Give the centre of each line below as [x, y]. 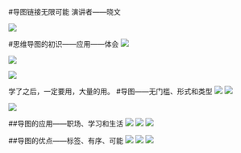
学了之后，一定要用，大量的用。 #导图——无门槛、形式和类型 [110, 91]
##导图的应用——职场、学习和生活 [66, 124]
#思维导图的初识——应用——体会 [64, 44]
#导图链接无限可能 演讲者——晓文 [64, 12]
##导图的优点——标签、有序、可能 [66, 141]
